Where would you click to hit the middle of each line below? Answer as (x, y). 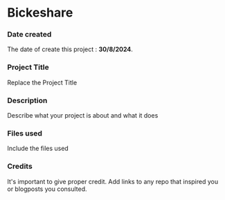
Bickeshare (40, 13)
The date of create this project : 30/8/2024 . (70, 49)
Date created (29, 35)
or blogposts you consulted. (47, 189)
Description (27, 100)
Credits (20, 166)
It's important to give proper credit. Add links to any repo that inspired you (113, 181)
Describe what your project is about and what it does (83, 116)
